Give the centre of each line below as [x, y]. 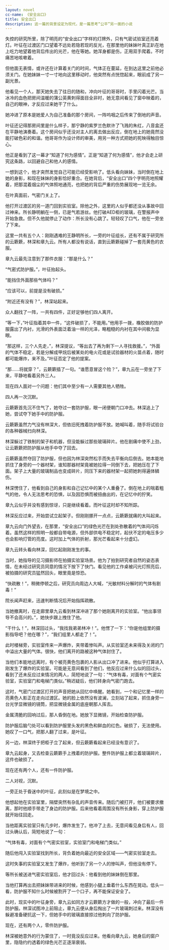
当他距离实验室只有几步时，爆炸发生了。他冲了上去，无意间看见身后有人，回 [84, 825]
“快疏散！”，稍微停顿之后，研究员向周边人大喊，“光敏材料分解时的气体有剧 [83, 584]
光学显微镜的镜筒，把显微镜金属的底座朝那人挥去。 [62, 704]
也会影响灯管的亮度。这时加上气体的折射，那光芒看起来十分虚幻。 [73, 539]
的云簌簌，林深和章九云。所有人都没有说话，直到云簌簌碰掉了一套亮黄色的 [82, 242]
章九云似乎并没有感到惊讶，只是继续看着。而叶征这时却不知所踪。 [73, 505]
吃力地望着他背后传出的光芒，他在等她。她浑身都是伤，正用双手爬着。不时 [87, 51]
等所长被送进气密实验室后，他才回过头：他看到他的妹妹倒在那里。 [73, 875]
